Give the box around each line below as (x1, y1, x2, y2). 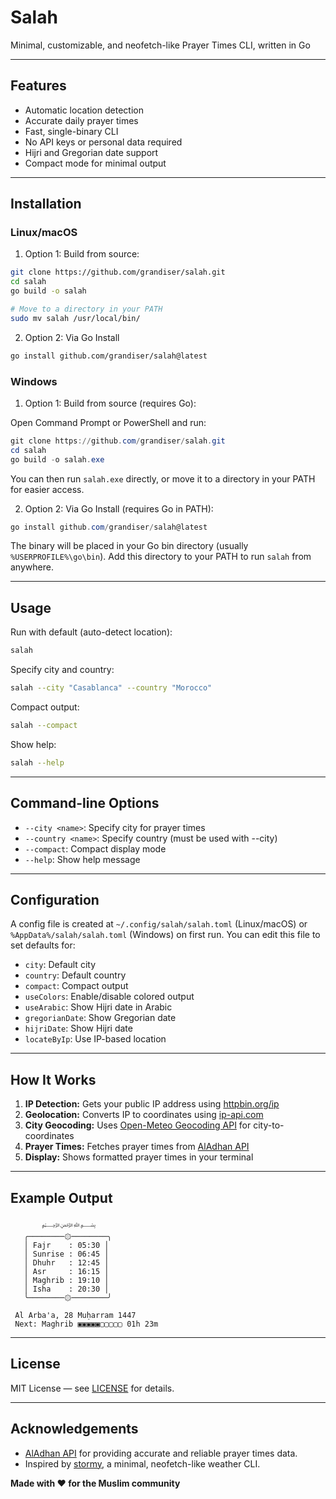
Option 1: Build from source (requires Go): (24, 397, 197, 409)
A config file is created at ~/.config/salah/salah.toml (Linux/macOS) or (10, 918, 308, 930)
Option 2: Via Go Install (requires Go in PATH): (24, 502, 214, 515)
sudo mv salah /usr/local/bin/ (10, 313, 141, 323)
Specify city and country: (10, 664, 115, 676)
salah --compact (10, 721, 78, 731)
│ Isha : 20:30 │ (23, 1284, 110, 1295)
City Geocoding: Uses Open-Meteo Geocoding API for (24, 1119, 252, 1131)
